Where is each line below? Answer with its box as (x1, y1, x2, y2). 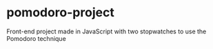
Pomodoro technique (6, 34, 66, 42)
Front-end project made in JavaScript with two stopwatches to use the (6, 27, 207, 35)
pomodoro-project (6, 5, 114, 20)
